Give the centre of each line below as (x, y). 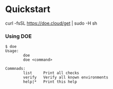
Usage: (12, 51)
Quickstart (28, 9)
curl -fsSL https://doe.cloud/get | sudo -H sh (51, 23)
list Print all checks (51, 73)
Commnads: (15, 69)
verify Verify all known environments (66, 77)
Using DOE (18, 36)
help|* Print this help (50, 82)
